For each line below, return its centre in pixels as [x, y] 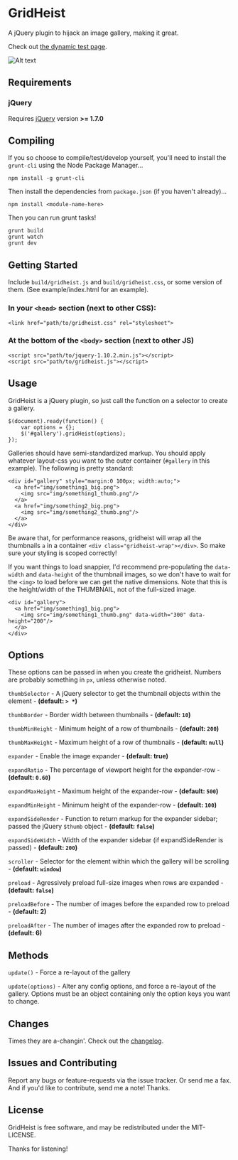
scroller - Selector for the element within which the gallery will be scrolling [119, 861]
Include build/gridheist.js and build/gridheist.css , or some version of [115, 282]
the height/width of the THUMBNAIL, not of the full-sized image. [102, 589]
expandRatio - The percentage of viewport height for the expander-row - [114, 770]
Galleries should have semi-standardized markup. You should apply [107, 453]
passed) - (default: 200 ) [43, 848]
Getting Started [43, 265]
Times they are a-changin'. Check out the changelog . [86, 1041]
